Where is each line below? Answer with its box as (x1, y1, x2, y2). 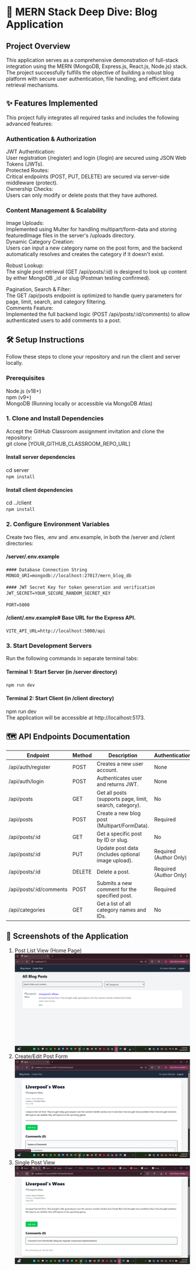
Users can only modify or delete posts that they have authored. (6, 192, 158, 199)
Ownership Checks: (6, 186, 54, 193)
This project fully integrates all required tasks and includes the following (6, 114, 179, 121)
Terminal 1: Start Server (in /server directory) (6, 668, 118, 675)
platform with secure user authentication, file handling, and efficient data (6, 76, 181, 82)
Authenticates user (96, 774, 142, 781)
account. (96, 767, 118, 774)
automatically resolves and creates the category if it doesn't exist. (6, 251, 164, 258)
